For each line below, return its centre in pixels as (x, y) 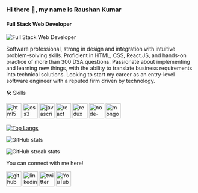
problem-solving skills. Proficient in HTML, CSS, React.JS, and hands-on (96, 55)
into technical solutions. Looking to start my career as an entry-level (91, 75)
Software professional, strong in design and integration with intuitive (91, 49)
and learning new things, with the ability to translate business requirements (99, 68)
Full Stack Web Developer (39, 24)
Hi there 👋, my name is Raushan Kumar (64, 10)
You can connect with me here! (45, 163)
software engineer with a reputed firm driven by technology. (81, 81)
